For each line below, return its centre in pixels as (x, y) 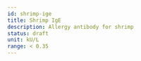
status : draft (28, 33)
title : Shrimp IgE (34, 20)
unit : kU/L (23, 40)
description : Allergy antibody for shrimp (70, 27)
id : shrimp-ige (30, 14)
